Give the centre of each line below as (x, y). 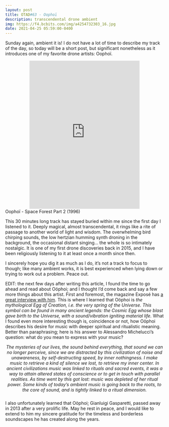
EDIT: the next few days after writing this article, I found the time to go (78, 284)
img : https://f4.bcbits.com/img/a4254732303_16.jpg (60, 24)
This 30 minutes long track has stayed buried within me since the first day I (83, 221)
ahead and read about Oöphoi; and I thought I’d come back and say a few (81, 289)
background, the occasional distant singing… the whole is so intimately (79, 243)
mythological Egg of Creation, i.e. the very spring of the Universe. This (78, 305)
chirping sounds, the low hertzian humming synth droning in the (71, 237)
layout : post (19, 10)
